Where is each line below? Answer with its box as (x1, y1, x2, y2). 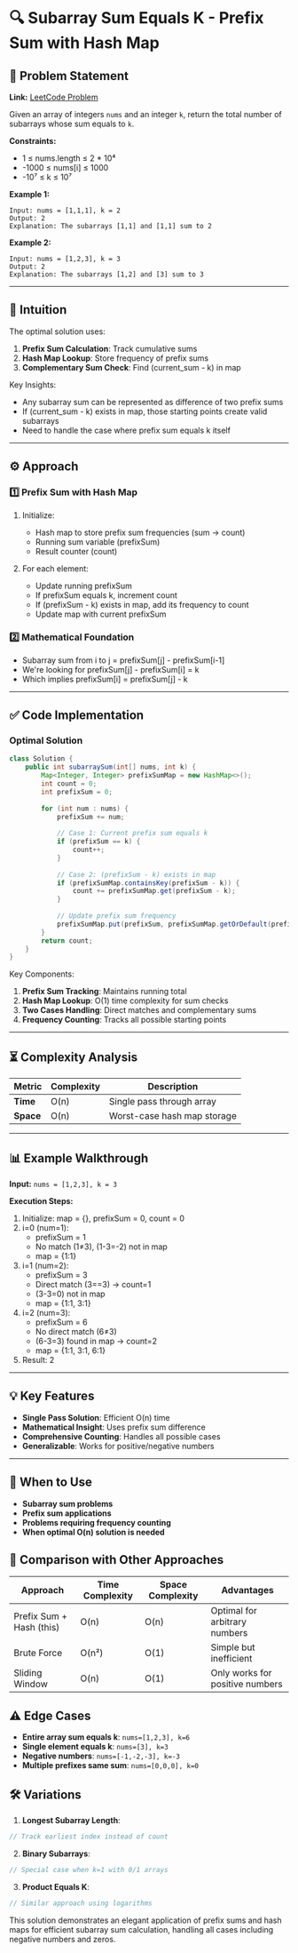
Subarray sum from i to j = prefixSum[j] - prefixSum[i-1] (21, 655, 225, 666)
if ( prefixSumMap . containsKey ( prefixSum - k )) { (56, 878, 240, 888)
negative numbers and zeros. (9, 1933, 116, 1944)
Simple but (210, 1641, 255, 1654)
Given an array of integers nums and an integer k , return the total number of (9, 109, 282, 119)
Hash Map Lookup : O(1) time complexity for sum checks (21, 995, 229, 1006)
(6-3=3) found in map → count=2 (35, 1335, 158, 1346)
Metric (13, 1080, 43, 1093)
